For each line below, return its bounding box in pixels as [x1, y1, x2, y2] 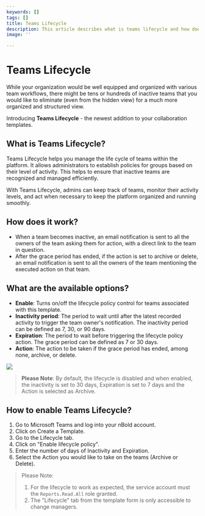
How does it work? [6, 217, 79, 228]
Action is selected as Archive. [21, 387, 96, 395]
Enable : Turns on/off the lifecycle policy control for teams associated [15, 299, 189, 307]
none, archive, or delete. [15, 351, 77, 359]
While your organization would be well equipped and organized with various [6, 84, 197, 91]
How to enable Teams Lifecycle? [6, 405, 132, 415]
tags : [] [6, 15, 29, 21]
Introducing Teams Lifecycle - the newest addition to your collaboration [6, 115, 187, 122]
